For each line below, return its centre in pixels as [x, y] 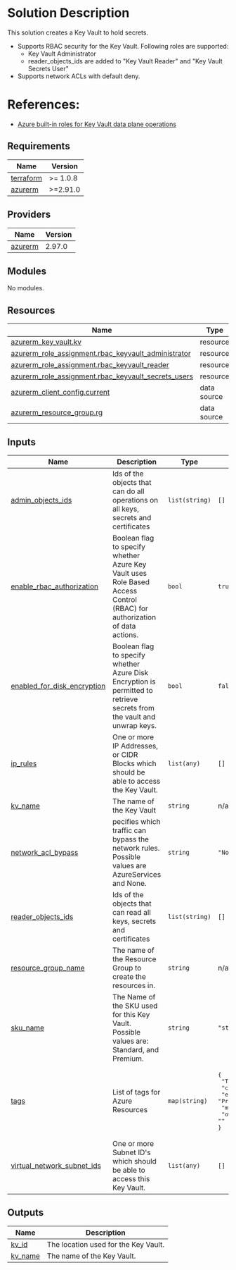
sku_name [27, 1028]
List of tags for [136, 1092]
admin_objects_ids [41, 500]
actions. [125, 634]
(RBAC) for [130, 608]
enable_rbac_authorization [55, 586]
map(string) [188, 1101]
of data [124, 626]
